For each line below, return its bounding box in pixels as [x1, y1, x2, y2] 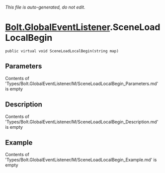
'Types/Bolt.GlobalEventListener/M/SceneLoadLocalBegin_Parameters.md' [5, 81, 159, 86]
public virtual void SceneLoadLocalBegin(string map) [5, 48, 119, 54]
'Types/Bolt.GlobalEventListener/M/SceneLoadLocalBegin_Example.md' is [5, 157, 157, 163]
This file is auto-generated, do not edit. [5, 4, 85, 10]
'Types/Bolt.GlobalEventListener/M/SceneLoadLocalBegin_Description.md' [5, 119, 159, 125]
